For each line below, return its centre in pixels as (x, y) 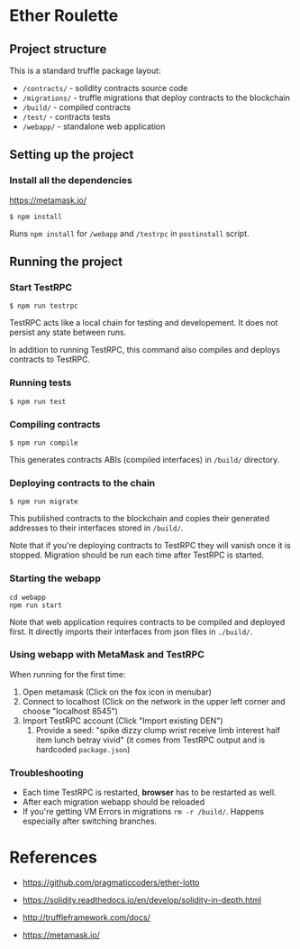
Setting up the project (72, 155)
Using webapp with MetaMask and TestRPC (107, 655)
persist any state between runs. (68, 332)
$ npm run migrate (44, 502)
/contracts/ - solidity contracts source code (105, 88)
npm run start (36, 605)
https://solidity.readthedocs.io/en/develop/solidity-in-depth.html (142, 900)
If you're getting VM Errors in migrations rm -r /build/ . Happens (143, 812)
